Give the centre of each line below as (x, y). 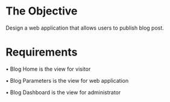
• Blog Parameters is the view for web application (67, 80)
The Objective (42, 11)
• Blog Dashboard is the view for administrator (63, 92)
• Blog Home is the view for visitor (48, 69)
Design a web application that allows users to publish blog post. (85, 28)
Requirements (42, 52)
